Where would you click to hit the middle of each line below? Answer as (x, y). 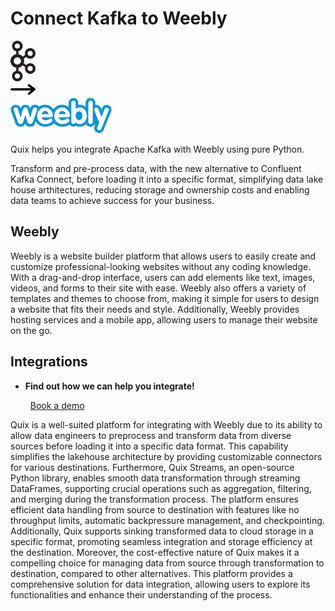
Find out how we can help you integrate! (109, 386)
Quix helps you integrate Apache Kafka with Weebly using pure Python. (157, 149)
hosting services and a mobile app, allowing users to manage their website (164, 319)
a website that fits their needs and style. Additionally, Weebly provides (155, 309)
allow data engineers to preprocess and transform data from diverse (151, 435)
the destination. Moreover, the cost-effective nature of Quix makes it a (155, 552)
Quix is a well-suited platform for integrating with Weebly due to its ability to (166, 424)
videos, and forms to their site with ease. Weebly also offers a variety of (158, 288)
